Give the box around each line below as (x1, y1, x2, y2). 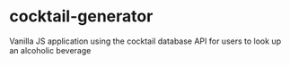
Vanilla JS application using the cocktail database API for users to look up (9, 36, 281, 46)
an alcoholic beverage (9, 45, 92, 55)
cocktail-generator (9, 6, 154, 27)
